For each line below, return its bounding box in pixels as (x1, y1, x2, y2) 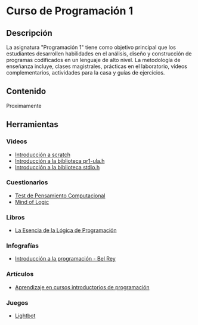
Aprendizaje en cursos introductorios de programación (14, 283, 150, 290)
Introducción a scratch (14, 151, 70, 158)
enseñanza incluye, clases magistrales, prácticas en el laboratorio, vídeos (6, 63, 188, 70)
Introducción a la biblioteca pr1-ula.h (14, 157, 105, 165)
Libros (6, 213, 25, 221)
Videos (6, 137, 27, 146)
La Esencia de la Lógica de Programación (14, 227, 117, 234)
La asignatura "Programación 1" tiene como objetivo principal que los (6, 44, 176, 51)
